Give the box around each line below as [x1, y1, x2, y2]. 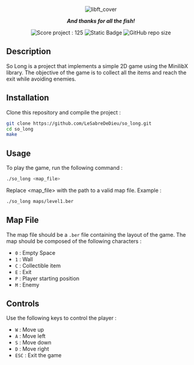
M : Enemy [14, 281, 40, 289]
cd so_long [6, 126, 34, 132]
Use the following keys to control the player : [6, 314, 117, 322]
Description [6, 46, 51, 57]
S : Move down [14, 339, 52, 346]
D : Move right [14, 345, 49, 352]
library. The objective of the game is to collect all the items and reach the [6, 69, 187, 76]
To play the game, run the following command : [6, 164, 123, 172]
